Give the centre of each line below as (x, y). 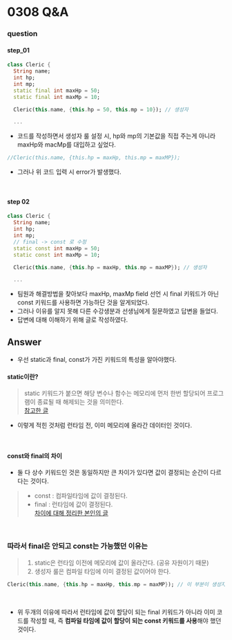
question (22, 34)
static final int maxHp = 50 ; (57, 91)
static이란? (23, 376)
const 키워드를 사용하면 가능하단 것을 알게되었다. (83, 302)
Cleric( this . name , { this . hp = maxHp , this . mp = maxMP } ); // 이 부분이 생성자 (117, 584)
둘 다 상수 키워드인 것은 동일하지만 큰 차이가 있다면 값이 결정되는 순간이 (113, 473)
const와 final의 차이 (35, 456)
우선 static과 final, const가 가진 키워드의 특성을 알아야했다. (97, 360)
